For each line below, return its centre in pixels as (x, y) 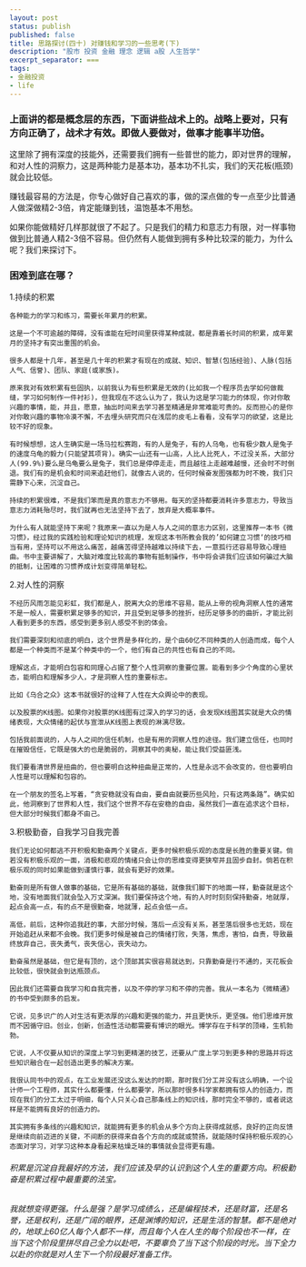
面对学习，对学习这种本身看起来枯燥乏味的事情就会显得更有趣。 (118, 1147)
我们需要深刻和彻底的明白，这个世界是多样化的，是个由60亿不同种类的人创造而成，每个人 (152, 641)
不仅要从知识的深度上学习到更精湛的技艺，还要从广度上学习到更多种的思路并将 (161, 1053)
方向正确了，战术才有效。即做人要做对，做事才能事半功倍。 (140, 133)
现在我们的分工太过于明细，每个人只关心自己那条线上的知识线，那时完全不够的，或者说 (148, 1100)
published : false (42, 35)
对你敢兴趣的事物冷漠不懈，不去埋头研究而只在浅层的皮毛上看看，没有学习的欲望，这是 (148, 417)
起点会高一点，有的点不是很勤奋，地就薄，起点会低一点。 (101, 907)
